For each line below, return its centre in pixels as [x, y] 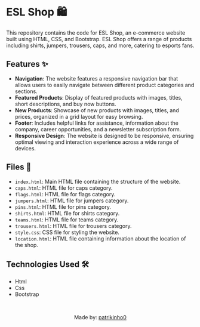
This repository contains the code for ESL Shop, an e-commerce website [96, 33]
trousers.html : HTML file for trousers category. [73, 226]
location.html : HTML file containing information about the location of [100, 238]
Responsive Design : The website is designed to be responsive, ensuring [104, 135]
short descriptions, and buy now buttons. [65, 104]
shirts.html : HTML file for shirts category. [67, 213]
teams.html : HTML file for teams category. [67, 220]
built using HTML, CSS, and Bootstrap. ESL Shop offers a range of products [99, 39]
